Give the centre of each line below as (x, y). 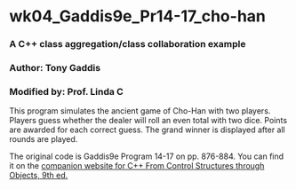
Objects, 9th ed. (39, 176)
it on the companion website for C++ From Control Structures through (137, 166)
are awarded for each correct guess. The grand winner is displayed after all (148, 130)
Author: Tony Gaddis (55, 68)
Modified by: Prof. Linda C (67, 91)
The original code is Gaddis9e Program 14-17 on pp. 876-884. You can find (147, 156)
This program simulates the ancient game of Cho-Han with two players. (140, 111)
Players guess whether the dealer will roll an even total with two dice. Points (148, 121)
